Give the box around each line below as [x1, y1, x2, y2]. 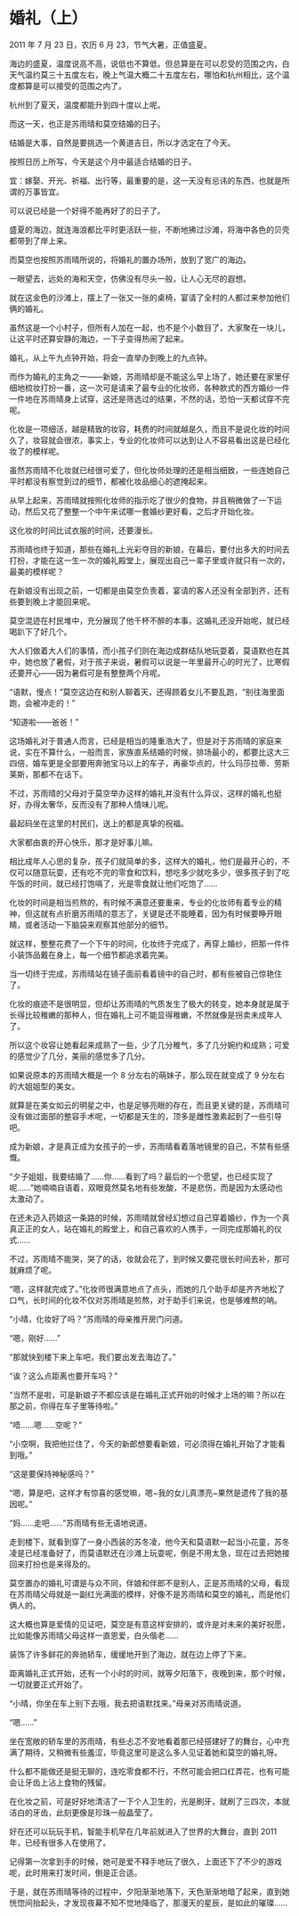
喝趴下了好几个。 [9, 626, 72, 637]
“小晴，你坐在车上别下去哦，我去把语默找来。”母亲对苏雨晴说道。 [9, 1698, 246, 1708]
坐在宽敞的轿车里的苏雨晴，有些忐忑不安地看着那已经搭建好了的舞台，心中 [9, 1735, 282, 1747]
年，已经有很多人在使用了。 [9, 1837, 111, 1847]
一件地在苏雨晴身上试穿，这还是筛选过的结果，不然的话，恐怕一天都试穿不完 [9, 393, 290, 404]
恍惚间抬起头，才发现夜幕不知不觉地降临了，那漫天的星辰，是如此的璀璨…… [9, 1897, 288, 1908]
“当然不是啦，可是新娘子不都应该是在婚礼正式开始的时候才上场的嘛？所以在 [9, 1389, 287, 1400]
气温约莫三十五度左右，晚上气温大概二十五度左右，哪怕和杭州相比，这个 [16, 69, 282, 80]
